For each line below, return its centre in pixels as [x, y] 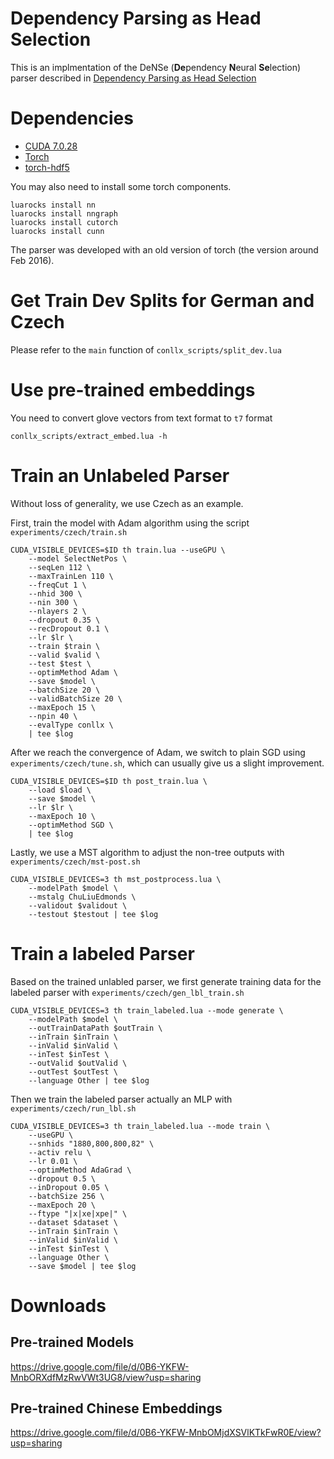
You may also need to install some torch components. [121, 186]
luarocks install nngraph [64, 213]
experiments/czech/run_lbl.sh [73, 1108]
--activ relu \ [60, 1152]
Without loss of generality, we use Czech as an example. [127, 503]
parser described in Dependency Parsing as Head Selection [133, 78]
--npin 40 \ [53, 716]
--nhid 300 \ [55, 593]
